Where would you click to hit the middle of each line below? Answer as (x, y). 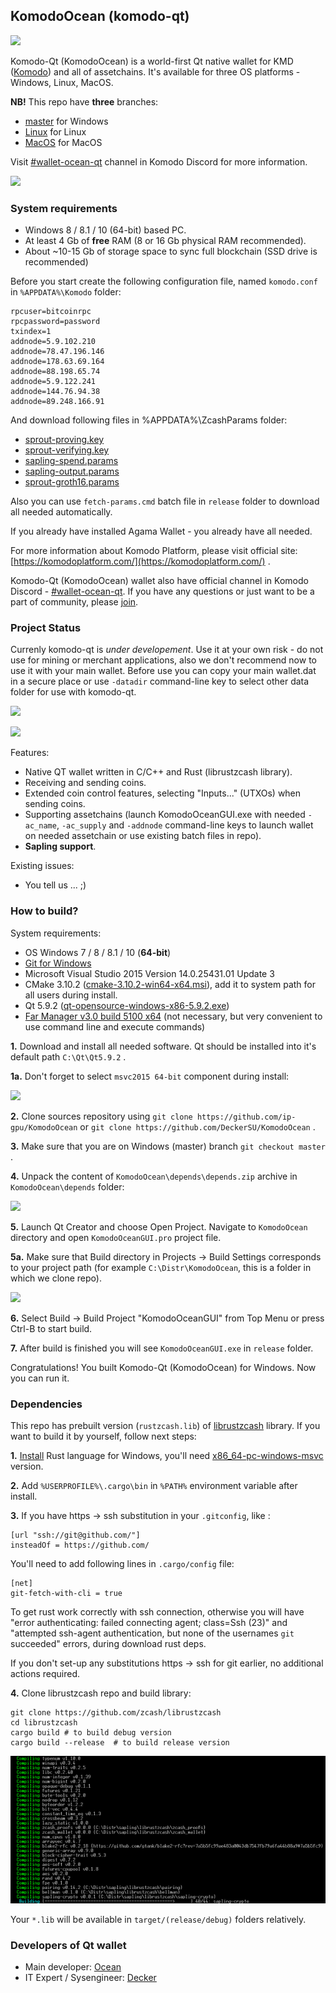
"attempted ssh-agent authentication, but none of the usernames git (152, 1633)
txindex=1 (31, 332)
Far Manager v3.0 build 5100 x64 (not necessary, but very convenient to (173, 1016)
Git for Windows (58, 963)
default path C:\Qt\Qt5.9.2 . (68, 1056)
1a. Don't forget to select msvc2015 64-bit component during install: (150, 1076)
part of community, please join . (74, 602)
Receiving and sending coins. (85, 783)
